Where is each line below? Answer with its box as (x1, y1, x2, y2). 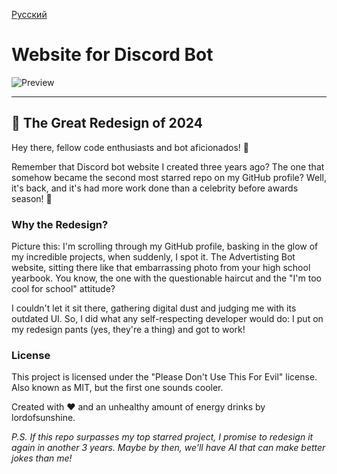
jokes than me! (11, 452, 73, 464)
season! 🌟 (11, 192, 53, 204)
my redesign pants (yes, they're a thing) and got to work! (11, 324, 246, 336)
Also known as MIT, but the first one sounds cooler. (11, 382, 224, 394)
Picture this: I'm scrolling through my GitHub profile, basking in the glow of (11, 240, 319, 253)
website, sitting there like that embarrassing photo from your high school (11, 262, 311, 274)
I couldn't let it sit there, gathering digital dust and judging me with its (11, 302, 297, 314)
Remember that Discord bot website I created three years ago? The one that (11, 160, 325, 173)
